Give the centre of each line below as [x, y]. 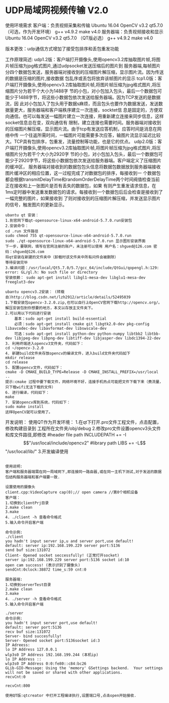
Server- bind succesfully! [33, 636]
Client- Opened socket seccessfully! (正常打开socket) [62, 555]
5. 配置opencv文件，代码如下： [34, 367]
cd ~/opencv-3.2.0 [24, 348]
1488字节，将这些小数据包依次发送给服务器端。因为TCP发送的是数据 [90, 97]
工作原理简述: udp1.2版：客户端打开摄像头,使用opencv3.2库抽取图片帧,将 [81, 59]
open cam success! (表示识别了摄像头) [43, 565]
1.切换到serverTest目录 [28, 585]
